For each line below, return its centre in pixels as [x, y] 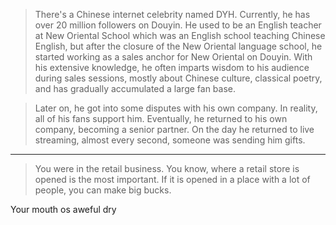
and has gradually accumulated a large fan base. [135, 88]
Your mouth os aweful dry [63, 209]
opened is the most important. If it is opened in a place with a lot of [172, 179]
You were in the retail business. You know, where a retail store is [167, 168]
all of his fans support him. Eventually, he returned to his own [161, 118]
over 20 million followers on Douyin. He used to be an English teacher [178, 25]
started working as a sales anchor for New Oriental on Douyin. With [173, 57]
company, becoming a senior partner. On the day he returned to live [174, 129]
